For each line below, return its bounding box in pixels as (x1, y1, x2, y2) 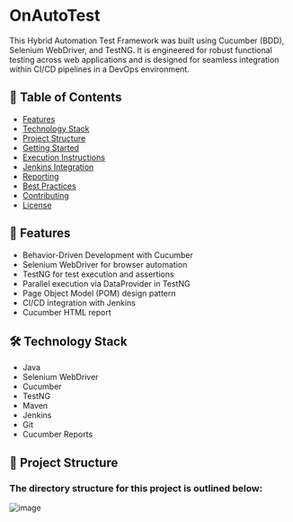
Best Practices (22, 181, 76, 191)
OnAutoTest (9, 5, 101, 26)
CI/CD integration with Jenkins (22, 297, 137, 308)
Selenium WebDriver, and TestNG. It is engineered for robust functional (9, 44, 272, 55)
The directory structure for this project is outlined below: (9, 482, 263, 494)
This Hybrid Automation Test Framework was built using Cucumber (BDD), (9, 35, 285, 46)
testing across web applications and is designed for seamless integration (9, 54, 280, 65)
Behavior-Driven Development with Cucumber (22, 249, 193, 261)
